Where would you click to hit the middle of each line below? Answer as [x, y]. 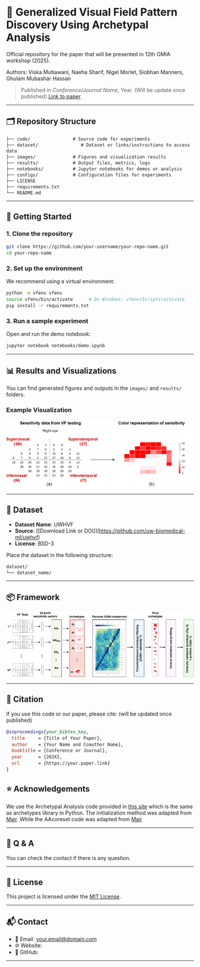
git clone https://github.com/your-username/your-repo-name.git [87, 247]
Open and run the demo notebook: [49, 334]
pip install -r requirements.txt [48, 306]
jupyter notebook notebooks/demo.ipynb [56, 346]
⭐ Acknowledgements [48, 789]
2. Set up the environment [44, 268]
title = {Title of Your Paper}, [57, 738]
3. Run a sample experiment [47, 321]
